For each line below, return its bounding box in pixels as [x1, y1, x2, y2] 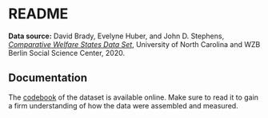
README [8, 5, 69, 23]
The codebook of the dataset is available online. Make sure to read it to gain [8, 92, 258, 102]
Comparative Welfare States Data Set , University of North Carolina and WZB [8, 39, 261, 49]
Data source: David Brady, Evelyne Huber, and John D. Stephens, [8, 31, 225, 41]
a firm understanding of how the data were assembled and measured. [8, 100, 238, 110]
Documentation [8, 71, 88, 85]
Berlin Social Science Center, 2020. [8, 48, 126, 57]
